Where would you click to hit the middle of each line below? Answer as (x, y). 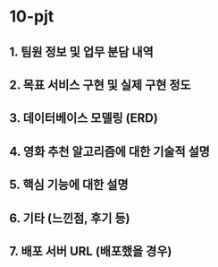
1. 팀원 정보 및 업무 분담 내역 (81, 52)
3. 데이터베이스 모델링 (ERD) (84, 118)
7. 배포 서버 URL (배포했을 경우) (91, 251)
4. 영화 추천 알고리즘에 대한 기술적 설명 (109, 151)
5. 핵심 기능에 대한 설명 (69, 185)
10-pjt (32, 17)
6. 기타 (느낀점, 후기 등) (70, 218)
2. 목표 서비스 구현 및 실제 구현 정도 (100, 85)
